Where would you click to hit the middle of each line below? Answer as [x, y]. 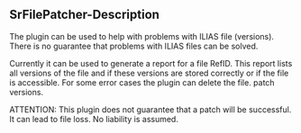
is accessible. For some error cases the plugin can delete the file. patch [142, 82]
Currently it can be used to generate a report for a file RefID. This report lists [151, 63]
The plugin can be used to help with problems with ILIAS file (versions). [142, 36]
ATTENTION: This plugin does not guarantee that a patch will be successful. [150, 109]
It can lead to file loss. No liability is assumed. [94, 119]
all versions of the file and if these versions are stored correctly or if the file [149, 73]
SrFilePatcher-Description [85, 15]
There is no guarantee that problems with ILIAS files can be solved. [134, 46]
